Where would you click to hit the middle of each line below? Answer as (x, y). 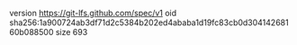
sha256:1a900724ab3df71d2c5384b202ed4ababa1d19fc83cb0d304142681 (149, 22)
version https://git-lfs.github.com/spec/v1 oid (93, 13)
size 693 (72, 32)
